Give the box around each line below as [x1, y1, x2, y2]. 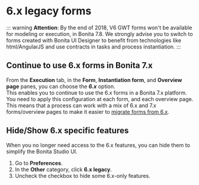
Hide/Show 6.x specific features [6, 126, 129, 136]
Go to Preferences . [14, 159, 63, 166]
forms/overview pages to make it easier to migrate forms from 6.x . [6, 108, 170, 115]
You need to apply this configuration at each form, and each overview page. [6, 95, 194, 102]
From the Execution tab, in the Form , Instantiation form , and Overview [6, 76, 182, 83]
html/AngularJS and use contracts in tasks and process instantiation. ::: [6, 43, 181, 50]
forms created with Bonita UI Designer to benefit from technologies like [6, 37, 182, 44]
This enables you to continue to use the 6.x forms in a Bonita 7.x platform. [6, 89, 187, 96]
